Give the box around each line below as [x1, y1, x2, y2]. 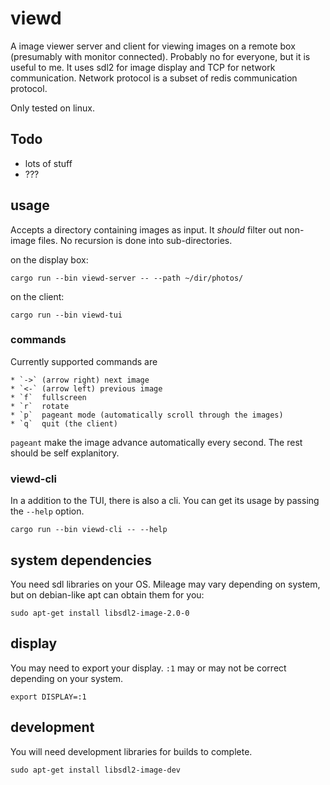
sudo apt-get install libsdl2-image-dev [10, 765, 182, 775]
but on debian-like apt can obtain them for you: [10, 588, 205, 601]
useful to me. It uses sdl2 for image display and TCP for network [10, 61, 276, 73]
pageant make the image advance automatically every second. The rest [10, 436, 303, 448]
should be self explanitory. [10, 447, 120, 459]
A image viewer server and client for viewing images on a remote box [10, 40, 296, 52]
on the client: [10, 290, 65, 302]
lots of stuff [24, 157, 73, 169]
